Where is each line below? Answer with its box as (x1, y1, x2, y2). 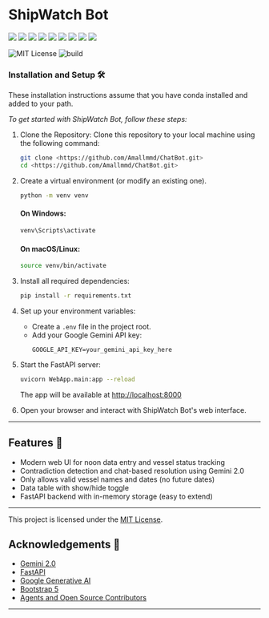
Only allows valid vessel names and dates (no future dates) (19, 475, 215, 484)
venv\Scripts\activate (19, 227, 96, 235)
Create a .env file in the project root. (31, 321, 152, 331)
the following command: (19, 139, 100, 148)
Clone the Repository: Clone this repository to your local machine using (19, 130, 255, 139)
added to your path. (8, 99, 74, 109)
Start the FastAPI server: (19, 359, 102, 370)
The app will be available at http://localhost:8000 (19, 390, 182, 399)
